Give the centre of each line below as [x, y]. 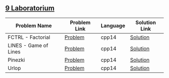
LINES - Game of [28, 45]
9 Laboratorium [30, 8]
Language [113, 26]
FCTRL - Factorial [29, 37]
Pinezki [16, 60]
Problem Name [34, 26]
